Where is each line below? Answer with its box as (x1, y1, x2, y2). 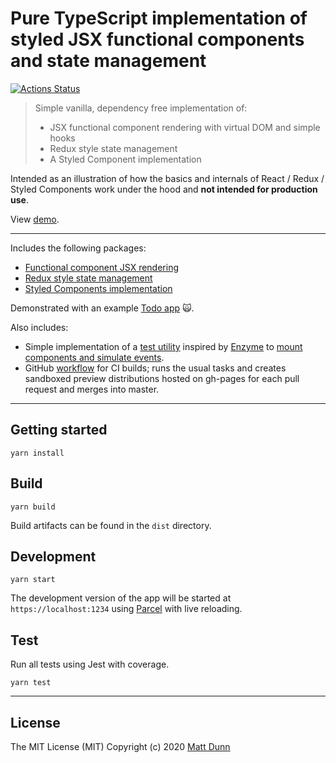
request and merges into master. (24, 383, 160, 395)
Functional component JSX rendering (24, 261, 179, 273)
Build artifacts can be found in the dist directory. (10, 519, 212, 531)
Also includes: (10, 321, 69, 333)
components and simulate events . (24, 351, 165, 363)
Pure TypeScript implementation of (10, 7, 308, 30)
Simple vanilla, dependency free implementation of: (34, 102, 248, 114)
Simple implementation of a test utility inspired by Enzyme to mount (24, 340, 303, 352)
